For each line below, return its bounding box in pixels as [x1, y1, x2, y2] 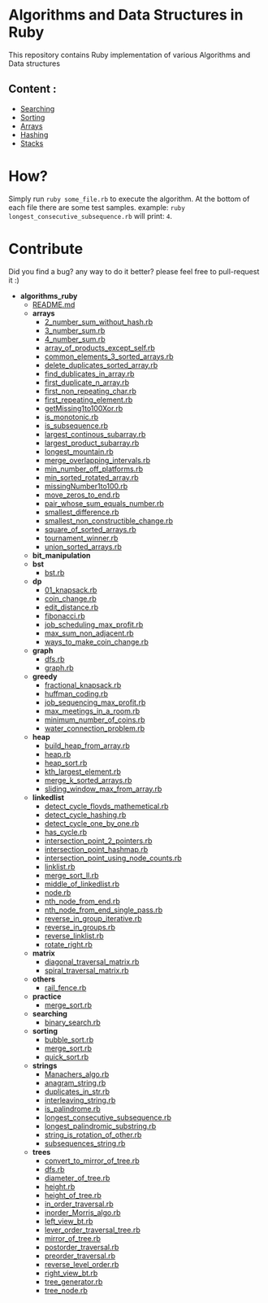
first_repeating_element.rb [44, 395, 133, 404]
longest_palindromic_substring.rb [44, 1121, 157, 1130]
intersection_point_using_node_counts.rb [44, 853, 182, 863]
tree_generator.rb [44, 1276, 103, 1287]
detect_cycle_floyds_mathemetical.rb [44, 801, 169, 811]
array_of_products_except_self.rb [44, 343, 156, 352]
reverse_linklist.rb [44, 930, 104, 941]
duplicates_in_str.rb [44, 1087, 110, 1096]
